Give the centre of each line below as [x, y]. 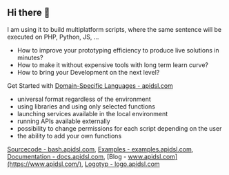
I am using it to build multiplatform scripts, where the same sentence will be [114, 29]
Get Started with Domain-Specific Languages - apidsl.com [90, 85]
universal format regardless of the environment [84, 99]
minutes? [30, 57]
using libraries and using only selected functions [86, 106]
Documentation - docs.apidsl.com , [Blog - [67, 156]
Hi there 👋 [29, 13]
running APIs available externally [63, 121]
